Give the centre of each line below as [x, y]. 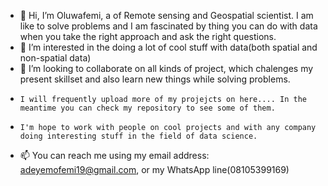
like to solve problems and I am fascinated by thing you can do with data [168, 26]
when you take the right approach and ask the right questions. [148, 36]
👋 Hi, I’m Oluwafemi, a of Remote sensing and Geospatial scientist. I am [166, 15]
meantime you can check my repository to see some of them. [147, 108]
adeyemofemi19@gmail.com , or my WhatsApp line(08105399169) [154, 169]
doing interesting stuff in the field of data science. [138, 136]
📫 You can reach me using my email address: [114, 155]
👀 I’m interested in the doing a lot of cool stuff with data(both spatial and [168, 47]
